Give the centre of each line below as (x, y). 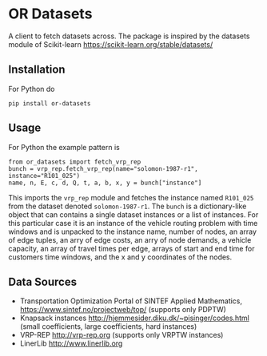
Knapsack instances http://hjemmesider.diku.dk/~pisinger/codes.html (134, 318)
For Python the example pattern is (64, 147)
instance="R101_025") (44, 176)
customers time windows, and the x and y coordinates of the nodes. (120, 257)
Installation (37, 70)
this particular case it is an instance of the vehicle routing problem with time (133, 223)
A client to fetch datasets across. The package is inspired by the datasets (129, 36)
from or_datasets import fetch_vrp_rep (75, 162)
